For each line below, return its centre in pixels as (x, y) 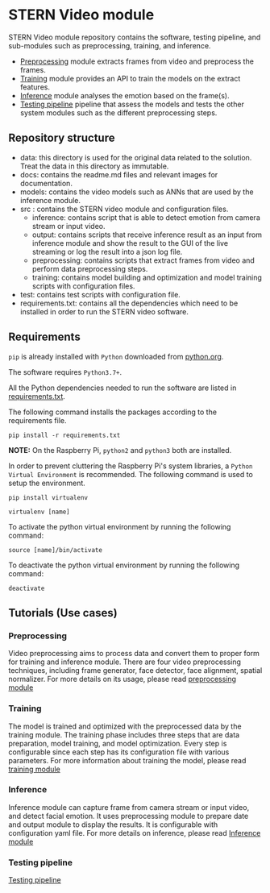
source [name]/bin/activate (56, 550)
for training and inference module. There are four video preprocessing (125, 662)
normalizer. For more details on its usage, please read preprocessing (122, 679)
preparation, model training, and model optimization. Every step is (118, 743)
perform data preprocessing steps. (90, 268)
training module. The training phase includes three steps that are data (124, 734)
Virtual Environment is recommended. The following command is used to (131, 474)
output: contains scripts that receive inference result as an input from (147, 235)
